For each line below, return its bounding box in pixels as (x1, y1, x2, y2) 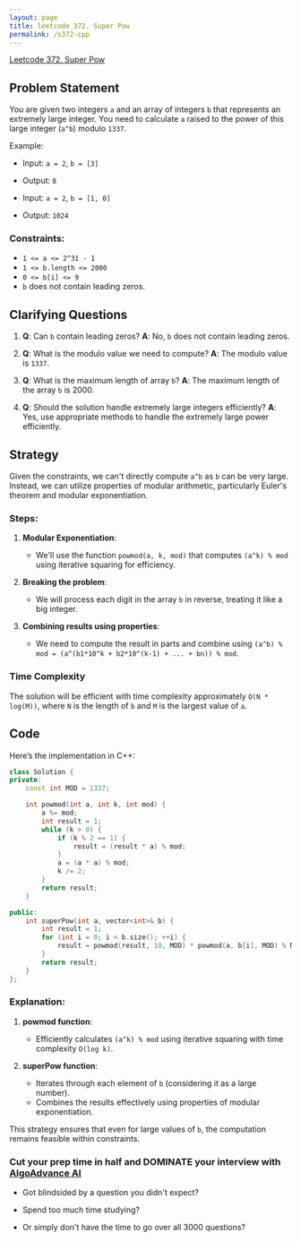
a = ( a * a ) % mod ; (56, 858, 130, 867)
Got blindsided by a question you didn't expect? (21, 1187, 199, 1198)
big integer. (35, 604, 78, 615)
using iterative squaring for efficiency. (35, 559, 176, 570)
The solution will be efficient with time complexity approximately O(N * (9, 691, 269, 702)
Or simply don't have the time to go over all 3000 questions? (21, 1222, 246, 1233)
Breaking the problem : (21, 577, 107, 588)
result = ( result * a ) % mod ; (73, 841, 186, 851)
